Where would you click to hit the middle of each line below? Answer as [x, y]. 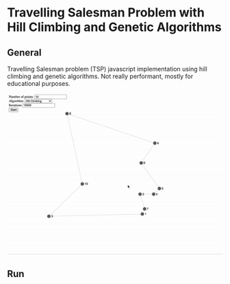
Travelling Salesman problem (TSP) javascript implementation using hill [107, 69]
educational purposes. [39, 83]
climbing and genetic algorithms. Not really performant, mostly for [100, 76]
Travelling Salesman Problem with [106, 13]
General [25, 52]
